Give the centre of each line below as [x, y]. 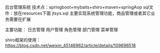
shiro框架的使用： [23, 40]
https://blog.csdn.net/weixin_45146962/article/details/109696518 [70, 45]
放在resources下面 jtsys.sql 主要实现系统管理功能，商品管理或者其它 [82, 13]
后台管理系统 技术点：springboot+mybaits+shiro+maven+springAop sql [77, 7]
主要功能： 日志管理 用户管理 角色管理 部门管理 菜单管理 [61, 30]
